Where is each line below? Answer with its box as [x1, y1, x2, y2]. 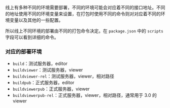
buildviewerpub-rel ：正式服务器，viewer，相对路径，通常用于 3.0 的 [12, 92, 157, 98]
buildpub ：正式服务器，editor [12, 80, 75, 86]
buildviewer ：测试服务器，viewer [12, 67, 83, 73]
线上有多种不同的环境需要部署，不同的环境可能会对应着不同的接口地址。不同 [5, 5, 165, 10]
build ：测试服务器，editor [12, 60, 67, 67]
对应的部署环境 [5, 48, 42, 55]
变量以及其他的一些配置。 [9, 17, 63, 23]
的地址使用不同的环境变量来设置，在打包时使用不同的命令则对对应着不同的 [5, 11, 161, 17]
